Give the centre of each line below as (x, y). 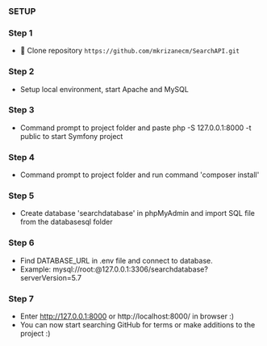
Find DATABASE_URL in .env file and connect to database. (117, 260)
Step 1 (21, 32)
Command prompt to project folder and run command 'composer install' (140, 175)
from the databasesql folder (66, 222)
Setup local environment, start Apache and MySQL (104, 89)
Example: (35, 269)
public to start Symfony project (71, 136)
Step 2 (21, 72)
